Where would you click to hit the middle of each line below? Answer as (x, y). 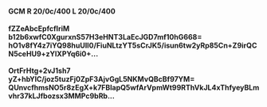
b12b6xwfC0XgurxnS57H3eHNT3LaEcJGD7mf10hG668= (105, 37)
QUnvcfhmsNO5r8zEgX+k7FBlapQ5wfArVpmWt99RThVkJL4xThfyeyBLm (134, 88)
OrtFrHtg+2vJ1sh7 (39, 71)
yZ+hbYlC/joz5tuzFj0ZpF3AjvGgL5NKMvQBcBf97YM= (102, 79)
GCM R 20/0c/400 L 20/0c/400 (62, 11)
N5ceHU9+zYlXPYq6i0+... (53, 54)
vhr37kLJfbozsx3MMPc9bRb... (62, 96)
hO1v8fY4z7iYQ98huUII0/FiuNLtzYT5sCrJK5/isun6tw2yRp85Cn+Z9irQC (133, 46)
